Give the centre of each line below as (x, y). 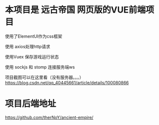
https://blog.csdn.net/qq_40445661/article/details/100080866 (67, 83)
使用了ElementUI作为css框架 (34, 36)
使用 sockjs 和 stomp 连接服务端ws (40, 67)
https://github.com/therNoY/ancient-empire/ (49, 117)
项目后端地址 (31, 104)
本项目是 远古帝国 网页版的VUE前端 (75, 10)
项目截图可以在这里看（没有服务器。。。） (44, 77)
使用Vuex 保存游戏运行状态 (32, 56)
